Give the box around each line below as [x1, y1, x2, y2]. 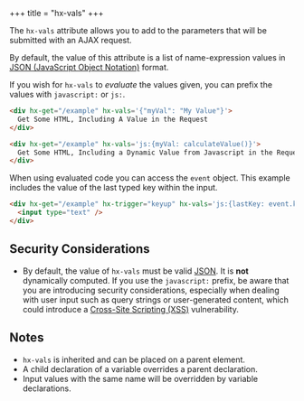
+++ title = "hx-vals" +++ [9, 8, 104, 18]
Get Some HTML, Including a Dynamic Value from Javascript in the [17, 148, 273, 157]
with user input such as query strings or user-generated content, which [22, 294, 290, 305]
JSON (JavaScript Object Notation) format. [9, 62, 169, 72]
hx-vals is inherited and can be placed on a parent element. [22, 354, 246, 365]
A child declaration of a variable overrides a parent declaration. [22, 363, 258, 374]
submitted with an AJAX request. [9, 35, 133, 45]
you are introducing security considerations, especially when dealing [22, 284, 280, 295]
